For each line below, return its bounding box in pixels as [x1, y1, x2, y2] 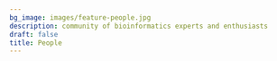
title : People [9, 38, 63, 48]
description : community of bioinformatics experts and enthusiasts [9, 22, 269, 30]
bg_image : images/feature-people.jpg [9, 13, 152, 22]
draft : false [9, 30, 59, 39]
